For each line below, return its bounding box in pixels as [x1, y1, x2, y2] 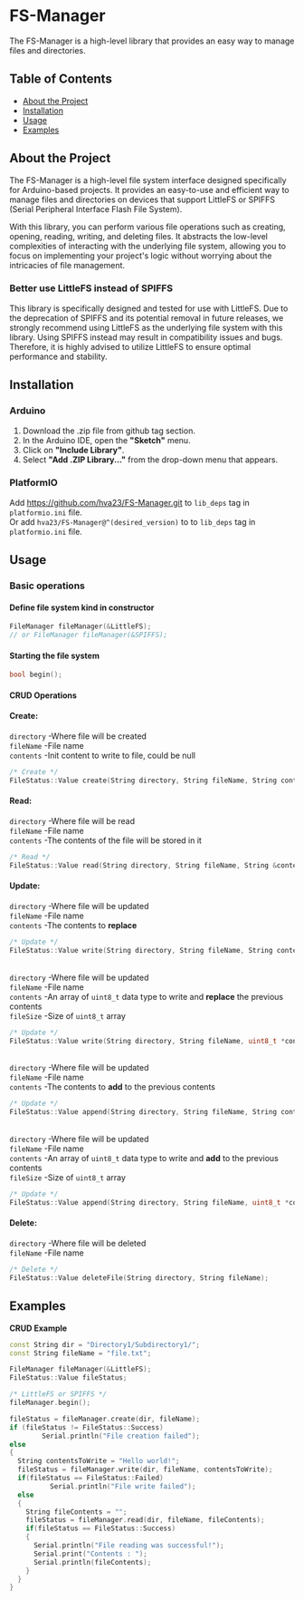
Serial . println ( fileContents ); [33, 1557, 152, 1566]
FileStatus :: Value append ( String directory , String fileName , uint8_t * [9, 1198, 290, 1207]
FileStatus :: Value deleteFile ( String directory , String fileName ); [9, 1273, 270, 1283]
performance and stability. [9, 351, 108, 362]
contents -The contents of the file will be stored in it [9, 835, 202, 846]
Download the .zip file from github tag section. [22, 425, 196, 436]
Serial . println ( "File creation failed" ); [42, 1431, 201, 1440]
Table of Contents [9, 72, 113, 87]
